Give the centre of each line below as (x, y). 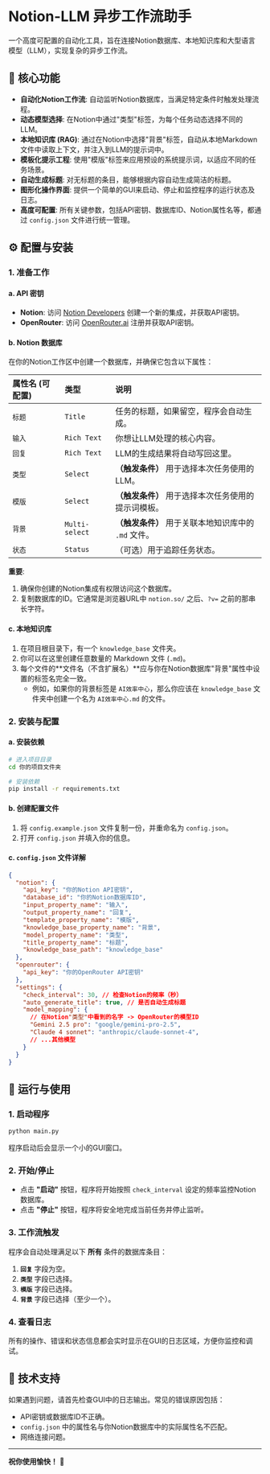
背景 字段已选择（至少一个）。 (67, 1299)
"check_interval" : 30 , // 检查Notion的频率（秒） (102, 994)
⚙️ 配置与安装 (41, 247)
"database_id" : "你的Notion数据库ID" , (85, 898)
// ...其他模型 (53, 1040)
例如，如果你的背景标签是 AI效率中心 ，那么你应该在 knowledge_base (141, 688)
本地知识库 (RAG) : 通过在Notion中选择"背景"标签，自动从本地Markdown (139, 139)
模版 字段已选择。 (48, 1289)
